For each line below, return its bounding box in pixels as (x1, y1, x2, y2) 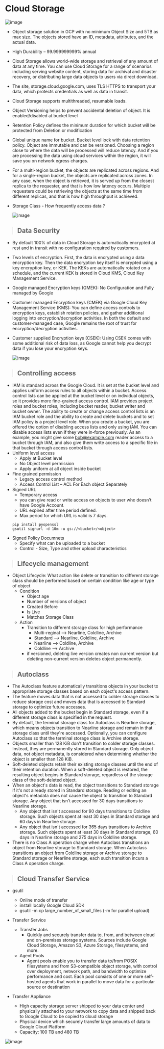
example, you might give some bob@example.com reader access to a (12, 434, 153, 440)
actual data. (12, 39, 36, 45)
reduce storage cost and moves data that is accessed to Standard (12, 699, 145, 705)
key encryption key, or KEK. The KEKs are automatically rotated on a (12, 264, 150, 270)
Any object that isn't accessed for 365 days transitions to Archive (19, 824, 152, 830)
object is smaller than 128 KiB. (12, 756, 73, 762)
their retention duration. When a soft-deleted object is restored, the (12, 766, 148, 773)
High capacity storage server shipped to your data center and (19, 1003, 144, 1009)
